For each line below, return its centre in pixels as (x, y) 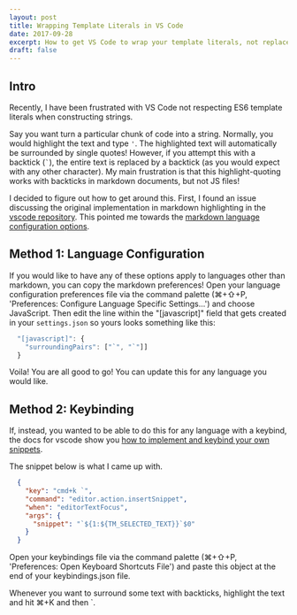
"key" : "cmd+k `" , (59, 491)
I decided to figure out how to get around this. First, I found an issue (133, 198)
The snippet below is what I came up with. (86, 466)
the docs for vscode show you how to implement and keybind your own (139, 440)
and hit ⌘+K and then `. (52, 603)
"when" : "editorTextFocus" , (76, 507)
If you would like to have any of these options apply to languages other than (147, 275)
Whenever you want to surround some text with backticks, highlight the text (147, 593)
